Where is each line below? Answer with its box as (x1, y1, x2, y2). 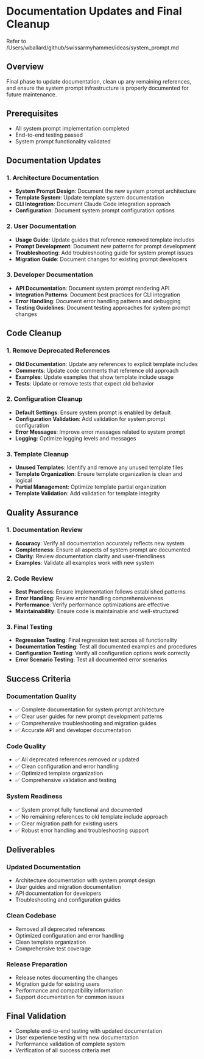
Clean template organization (15, 938, 86, 946)
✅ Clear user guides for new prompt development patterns (15, 713, 163, 720)
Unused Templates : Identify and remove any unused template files (15, 464, 184, 471)
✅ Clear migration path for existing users (15, 819, 118, 827)
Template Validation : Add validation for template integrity (15, 490, 160, 497)
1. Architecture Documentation (6, 173, 99, 182)
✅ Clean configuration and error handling (15, 763, 119, 770)
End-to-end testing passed (15, 131, 83, 138)
